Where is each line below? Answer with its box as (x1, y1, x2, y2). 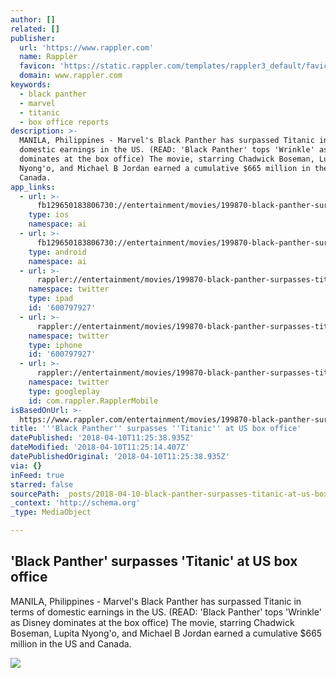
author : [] (10, 14, 56, 25)
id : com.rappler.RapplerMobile (28, 396, 159, 406)
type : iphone (28, 340, 83, 350)
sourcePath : (10, 489, 60, 499)
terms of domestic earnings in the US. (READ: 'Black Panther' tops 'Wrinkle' (10, 606, 322, 618)
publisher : (10, 33, 56, 43)
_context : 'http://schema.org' (10, 498, 141, 508)
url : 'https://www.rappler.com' (19, 42, 155, 53)
